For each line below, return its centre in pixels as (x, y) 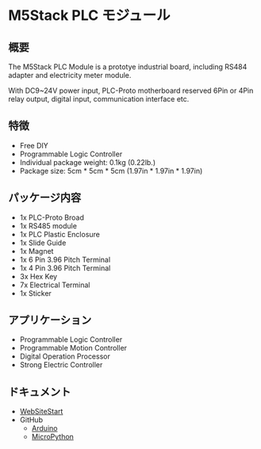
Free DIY (34, 145)
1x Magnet (36, 251)
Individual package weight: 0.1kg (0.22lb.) (88, 162)
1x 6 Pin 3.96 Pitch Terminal (65, 259)
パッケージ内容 (45, 198)
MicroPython (52, 437)
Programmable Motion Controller (73, 348)
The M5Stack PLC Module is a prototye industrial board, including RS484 (128, 67)
